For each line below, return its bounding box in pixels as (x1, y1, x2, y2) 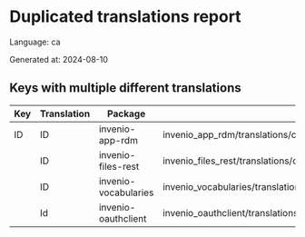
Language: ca (9, 36, 61, 47)
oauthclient (98, 212, 147, 224)
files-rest (98, 160, 140, 173)
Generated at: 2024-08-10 (9, 54, 109, 64)
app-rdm (98, 133, 139, 146)
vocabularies (98, 186, 154, 199)
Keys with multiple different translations (9, 80, 242, 96)
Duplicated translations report (9, 6, 242, 27)
